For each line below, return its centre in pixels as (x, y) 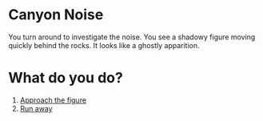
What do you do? (66, 78)
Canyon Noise (56, 15)
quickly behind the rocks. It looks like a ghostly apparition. (104, 45)
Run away (36, 108)
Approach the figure (53, 100)
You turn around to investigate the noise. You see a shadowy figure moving (132, 37)
